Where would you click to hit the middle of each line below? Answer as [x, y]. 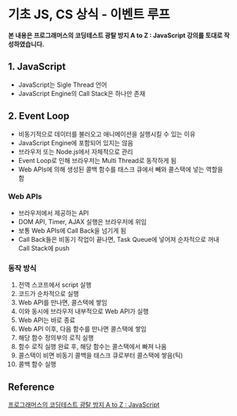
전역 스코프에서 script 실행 [55, 285]
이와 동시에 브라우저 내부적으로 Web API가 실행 [83, 312]
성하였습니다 [25, 44]
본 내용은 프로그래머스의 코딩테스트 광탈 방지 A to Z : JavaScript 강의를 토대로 [115, 35]
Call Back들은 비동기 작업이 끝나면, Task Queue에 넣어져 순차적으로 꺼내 [119, 239]
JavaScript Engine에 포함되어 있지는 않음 [75, 142]
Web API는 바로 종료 [47, 320]
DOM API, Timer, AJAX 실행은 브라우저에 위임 [82, 221]
